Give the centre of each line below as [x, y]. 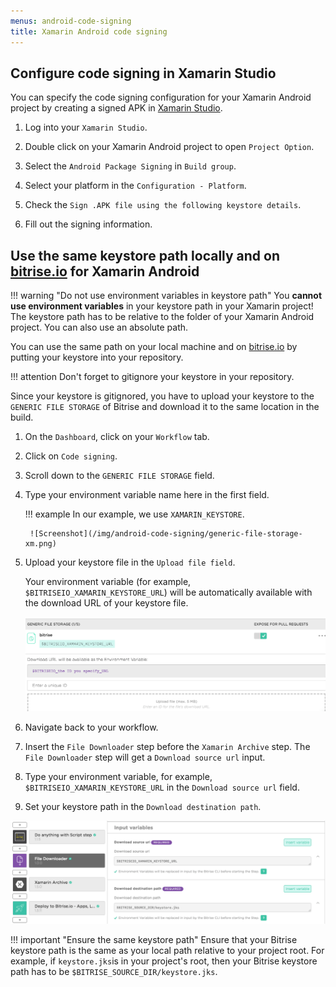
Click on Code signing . [71, 456]
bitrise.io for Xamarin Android [105, 271]
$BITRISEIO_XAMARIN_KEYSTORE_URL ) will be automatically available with [168, 592]
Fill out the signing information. [88, 224]
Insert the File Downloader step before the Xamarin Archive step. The [167, 746]
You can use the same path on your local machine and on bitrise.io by [154, 347]
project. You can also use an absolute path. [99, 327]
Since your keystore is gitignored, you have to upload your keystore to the [162, 396]
